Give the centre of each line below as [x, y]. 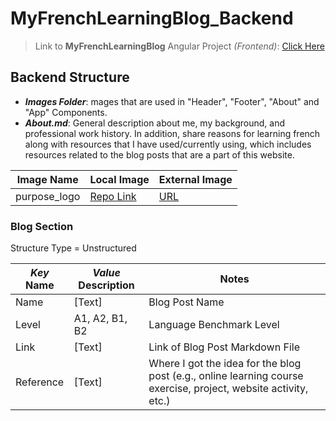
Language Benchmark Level [214, 325]
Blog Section [42, 226]
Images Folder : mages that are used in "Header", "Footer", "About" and [172, 101]
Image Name [47, 179]
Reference [40, 382]
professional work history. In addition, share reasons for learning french [172, 133]
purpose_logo [48, 196]
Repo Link [113, 196]
